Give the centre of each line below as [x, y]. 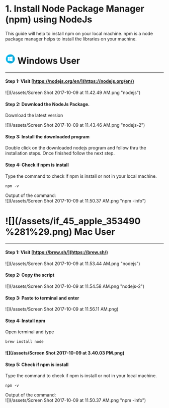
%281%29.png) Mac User [60, 232]
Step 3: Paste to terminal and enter [42, 298]
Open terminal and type [30, 332]
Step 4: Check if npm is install [37, 165]
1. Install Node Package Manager [75, 9]
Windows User [49, 61]
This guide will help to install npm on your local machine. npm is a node [79, 33]
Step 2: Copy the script [30, 275]
